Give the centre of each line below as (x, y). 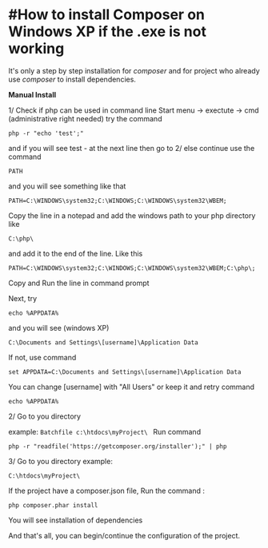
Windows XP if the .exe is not (107, 32)
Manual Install (32, 94)
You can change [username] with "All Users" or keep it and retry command (131, 387)
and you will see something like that (67, 186)
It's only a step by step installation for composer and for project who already (134, 70)
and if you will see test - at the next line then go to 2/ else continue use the (132, 148)
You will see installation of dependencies (76, 520)
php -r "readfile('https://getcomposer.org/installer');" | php (118, 446)
